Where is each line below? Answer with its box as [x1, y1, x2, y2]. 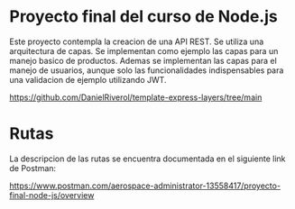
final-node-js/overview [9, 189, 95, 200]
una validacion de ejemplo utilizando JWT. [9, 74, 167, 85]
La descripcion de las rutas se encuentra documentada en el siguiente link [9, 153, 286, 164]
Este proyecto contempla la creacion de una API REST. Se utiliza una [9, 36, 264, 47]
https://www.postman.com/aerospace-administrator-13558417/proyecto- [9, 180, 281, 191]
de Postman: [9, 162, 57, 173]
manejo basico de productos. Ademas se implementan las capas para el [9, 55, 277, 66]
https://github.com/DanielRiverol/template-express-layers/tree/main [9, 92, 263, 103]
